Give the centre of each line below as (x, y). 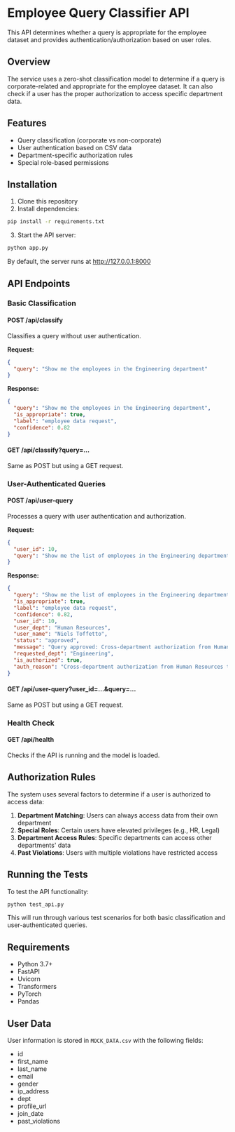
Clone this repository (48, 201)
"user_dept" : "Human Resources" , (62, 627)
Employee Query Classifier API (99, 13)
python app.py (28, 248)
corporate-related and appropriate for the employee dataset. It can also (110, 86)
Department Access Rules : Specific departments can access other (114, 837)
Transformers (37, 987)
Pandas (28, 1001)
